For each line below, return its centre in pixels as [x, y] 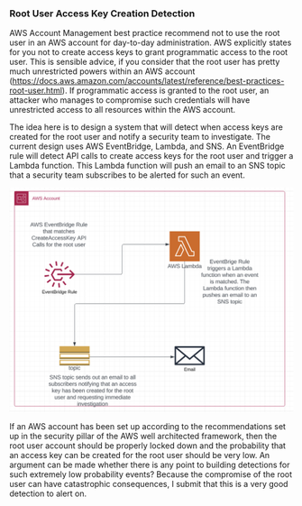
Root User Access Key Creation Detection [102, 14]
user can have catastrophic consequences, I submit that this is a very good [149, 484]
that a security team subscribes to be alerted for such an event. [127, 175]
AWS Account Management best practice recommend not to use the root [145, 33]
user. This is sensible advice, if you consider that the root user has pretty [145, 62]
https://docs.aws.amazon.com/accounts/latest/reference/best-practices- [148, 81]
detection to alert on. [48, 493]
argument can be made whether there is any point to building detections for [150, 465]
